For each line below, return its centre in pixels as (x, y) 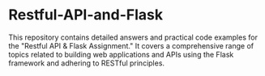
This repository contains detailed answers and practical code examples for (133, 37)
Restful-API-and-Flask (86, 15)
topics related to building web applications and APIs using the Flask (121, 54)
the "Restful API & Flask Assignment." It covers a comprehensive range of (131, 45)
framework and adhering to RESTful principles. (86, 63)
